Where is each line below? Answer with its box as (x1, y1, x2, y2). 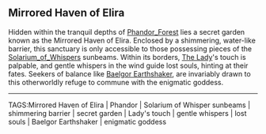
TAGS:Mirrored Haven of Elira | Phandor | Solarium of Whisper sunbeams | (8, 100, 251, 110)
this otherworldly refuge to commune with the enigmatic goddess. (8, 77, 224, 87)
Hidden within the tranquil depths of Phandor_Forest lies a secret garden (8, 27, 245, 36)
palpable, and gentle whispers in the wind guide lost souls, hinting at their (8, 61, 249, 70)
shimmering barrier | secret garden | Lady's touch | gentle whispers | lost (8, 108, 247, 117)
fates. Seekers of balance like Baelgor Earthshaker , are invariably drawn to (8, 69, 251, 78)
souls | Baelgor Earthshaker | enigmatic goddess (8, 117, 167, 126)
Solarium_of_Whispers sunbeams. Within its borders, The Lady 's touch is (8, 52, 247, 61)
